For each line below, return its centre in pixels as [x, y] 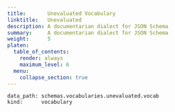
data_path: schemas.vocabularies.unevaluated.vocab [83, 96]
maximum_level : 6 [45, 65]
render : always [42, 58]
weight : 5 [29, 39]
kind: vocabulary [40, 102]
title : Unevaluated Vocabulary [62, 13]
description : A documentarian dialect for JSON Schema [88, 26]
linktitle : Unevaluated [44, 20]
